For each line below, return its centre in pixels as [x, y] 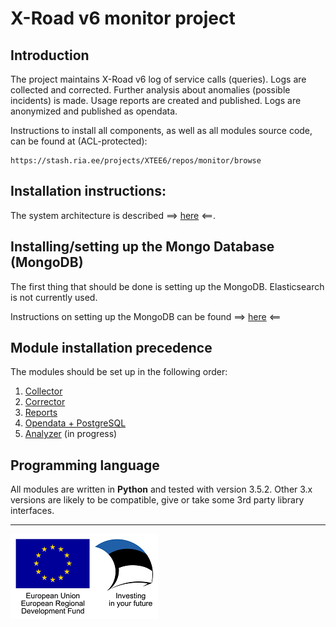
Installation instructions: [88, 191]
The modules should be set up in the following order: [119, 372]
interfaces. [32, 511]
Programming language [85, 465]
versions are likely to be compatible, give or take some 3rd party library [157, 500]
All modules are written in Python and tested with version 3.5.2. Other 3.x [161, 489]
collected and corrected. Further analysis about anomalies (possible [150, 90]
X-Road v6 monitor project [123, 18]
